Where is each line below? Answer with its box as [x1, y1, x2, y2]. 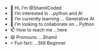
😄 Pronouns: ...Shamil [10, 34, 57, 40]
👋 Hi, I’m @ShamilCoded [10, 5, 62, 11]
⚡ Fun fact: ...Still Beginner [10, 40, 66, 46]
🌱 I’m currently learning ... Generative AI [10, 16, 94, 21]
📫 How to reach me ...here [10, 27, 67, 33]
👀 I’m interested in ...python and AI [10, 10, 83, 16]
